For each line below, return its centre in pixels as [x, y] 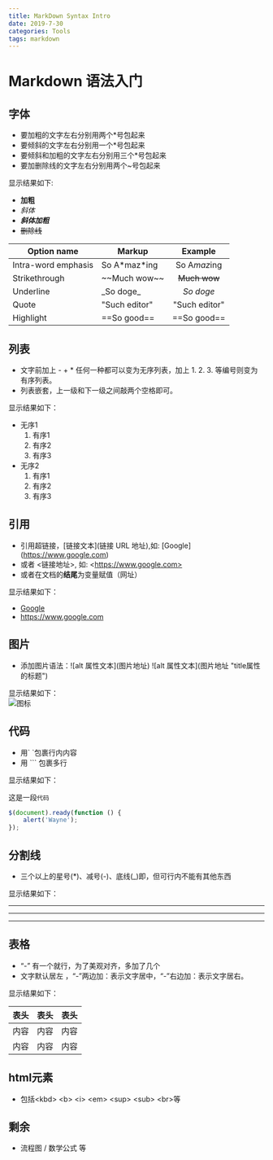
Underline [31, 291]
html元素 [31, 1078]
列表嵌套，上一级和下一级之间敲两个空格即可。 [98, 391]
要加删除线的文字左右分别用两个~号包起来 [90, 166]
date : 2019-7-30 [36, 24]
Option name [53, 252]
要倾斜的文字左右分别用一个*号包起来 [82, 145]
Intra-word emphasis [53, 265]
